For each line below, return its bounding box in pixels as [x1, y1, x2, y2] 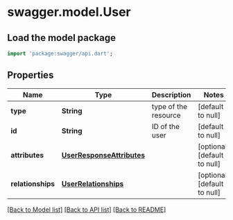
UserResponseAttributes [61, 150, 146, 160]
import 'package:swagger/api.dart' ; [7, 50, 113, 57]
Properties [7, 69, 54, 81]
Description [151, 90, 191, 99]
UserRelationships [61, 178, 124, 188]
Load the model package [7, 32, 116, 44]
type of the [151, 101, 188, 111]
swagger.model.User [7, 4, 131, 20]
